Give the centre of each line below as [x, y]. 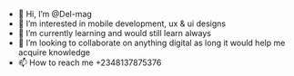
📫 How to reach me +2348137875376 [90, 62]
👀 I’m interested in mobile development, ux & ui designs [122, 24]
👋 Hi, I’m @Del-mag [55, 14]
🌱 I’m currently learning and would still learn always [115, 33]
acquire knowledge [54, 52]
